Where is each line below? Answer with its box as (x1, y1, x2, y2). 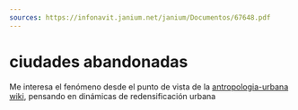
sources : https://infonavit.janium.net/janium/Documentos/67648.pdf (9, 13, 271, 22)
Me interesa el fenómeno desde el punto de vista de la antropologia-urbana (9, 81, 289, 92)
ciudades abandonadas (9, 51, 188, 72)
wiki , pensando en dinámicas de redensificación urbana (9, 90, 216, 101)
